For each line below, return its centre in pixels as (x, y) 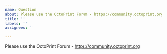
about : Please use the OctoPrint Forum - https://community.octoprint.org (84, 14)
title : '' (15, 19)
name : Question (21, 10)
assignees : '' (20, 28)
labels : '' (16, 23)
